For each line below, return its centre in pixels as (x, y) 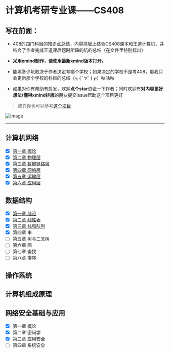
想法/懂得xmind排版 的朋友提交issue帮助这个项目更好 (68, 95)
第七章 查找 (24, 252)
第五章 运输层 (27, 176)
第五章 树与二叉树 (31, 239)
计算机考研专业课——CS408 (65, 10)
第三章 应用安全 (29, 339)
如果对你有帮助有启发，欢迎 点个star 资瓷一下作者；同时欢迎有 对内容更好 (88, 89)
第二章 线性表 (27, 220)
